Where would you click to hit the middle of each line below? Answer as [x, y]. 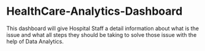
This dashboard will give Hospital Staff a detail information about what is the [103, 28]
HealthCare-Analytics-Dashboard [95, 11]
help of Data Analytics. [35, 41]
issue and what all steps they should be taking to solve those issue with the [102, 34]
